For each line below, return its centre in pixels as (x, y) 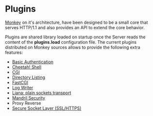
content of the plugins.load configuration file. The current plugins (71, 42)
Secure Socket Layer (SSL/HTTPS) (46, 108)
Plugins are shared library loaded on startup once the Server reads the (76, 37)
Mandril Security (29, 98)
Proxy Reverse (26, 103)
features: (14, 52)
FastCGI (20, 82)
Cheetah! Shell (27, 67)
